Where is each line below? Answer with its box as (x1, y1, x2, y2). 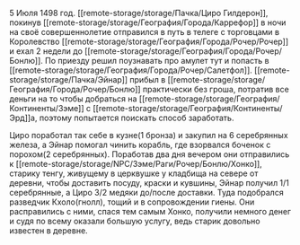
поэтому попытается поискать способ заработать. (39, 112, 234, 123)
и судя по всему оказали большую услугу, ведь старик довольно (9, 215, 260, 226)
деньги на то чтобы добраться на (9, 93, 137, 104)
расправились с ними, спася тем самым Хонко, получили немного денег (9, 206, 292, 216)
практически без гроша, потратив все (142, 84, 289, 94)
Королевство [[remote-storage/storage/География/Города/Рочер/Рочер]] (9, 36, 289, 47)
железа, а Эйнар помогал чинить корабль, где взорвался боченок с (9, 139, 271, 150)
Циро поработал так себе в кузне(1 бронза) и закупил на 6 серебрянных (9, 130, 289, 140)
